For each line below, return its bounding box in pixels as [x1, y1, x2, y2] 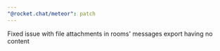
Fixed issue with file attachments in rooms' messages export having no [7, 29, 213, 38]
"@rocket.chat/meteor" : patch [7, 10, 96, 17]
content [7, 36, 30, 45]
